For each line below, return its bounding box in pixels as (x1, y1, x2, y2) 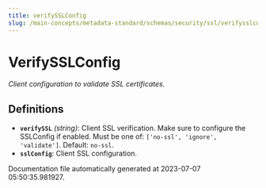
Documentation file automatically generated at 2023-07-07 (8, 164, 201, 174)
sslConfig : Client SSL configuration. (19, 148, 137, 159)
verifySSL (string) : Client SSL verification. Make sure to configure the (19, 124, 246, 133)
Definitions (8, 102, 64, 116)
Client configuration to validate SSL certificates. (8, 79, 165, 89)
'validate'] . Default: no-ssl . (19, 140, 115, 150)
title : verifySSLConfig (8, 11, 87, 20)
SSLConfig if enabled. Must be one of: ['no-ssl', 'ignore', (19, 132, 218, 141)
